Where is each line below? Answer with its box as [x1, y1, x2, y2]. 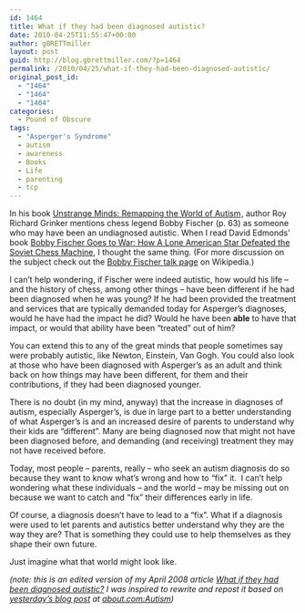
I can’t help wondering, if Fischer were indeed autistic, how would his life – [9, 275, 290, 286]
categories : [9, 107, 55, 116]
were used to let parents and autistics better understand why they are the [9, 519, 285, 530]
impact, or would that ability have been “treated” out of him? [9, 323, 236, 334]
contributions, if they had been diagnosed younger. [9, 379, 202, 390]
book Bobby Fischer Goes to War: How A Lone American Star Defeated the [9, 237, 290, 248]
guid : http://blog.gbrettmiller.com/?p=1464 [9, 56, 181, 65]
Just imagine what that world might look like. [9, 556, 178, 567]
